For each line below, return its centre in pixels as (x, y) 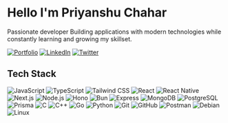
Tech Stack (32, 74)
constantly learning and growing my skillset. (70, 38)
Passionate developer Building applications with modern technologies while (114, 32)
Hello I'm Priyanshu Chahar (87, 13)
